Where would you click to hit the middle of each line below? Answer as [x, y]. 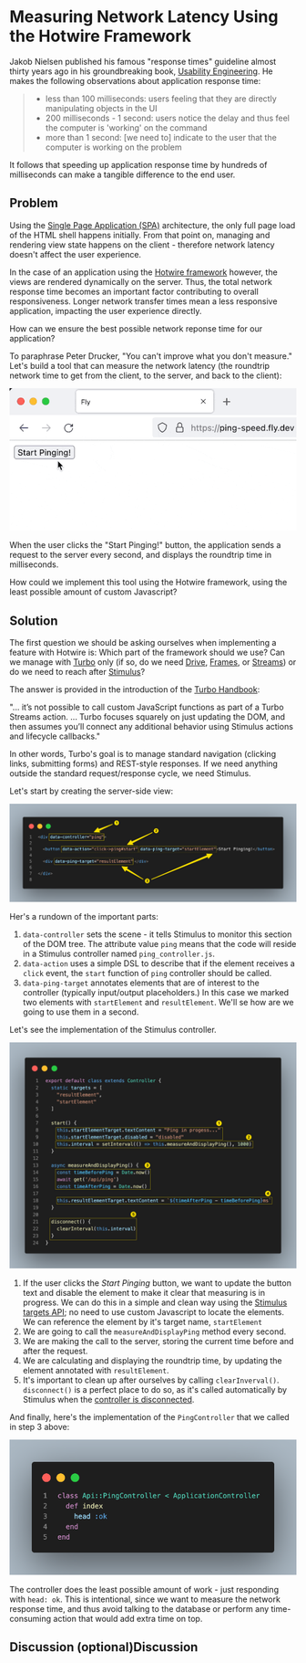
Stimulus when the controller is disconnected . [108, 1399]
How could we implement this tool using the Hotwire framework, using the [148, 583]
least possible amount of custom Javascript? [93, 592]
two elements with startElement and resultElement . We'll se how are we [158, 1002]
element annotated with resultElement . [96, 1370]
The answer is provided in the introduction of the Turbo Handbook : [135, 689]
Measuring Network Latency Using [144, 17]
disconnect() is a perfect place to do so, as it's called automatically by [155, 1389]
